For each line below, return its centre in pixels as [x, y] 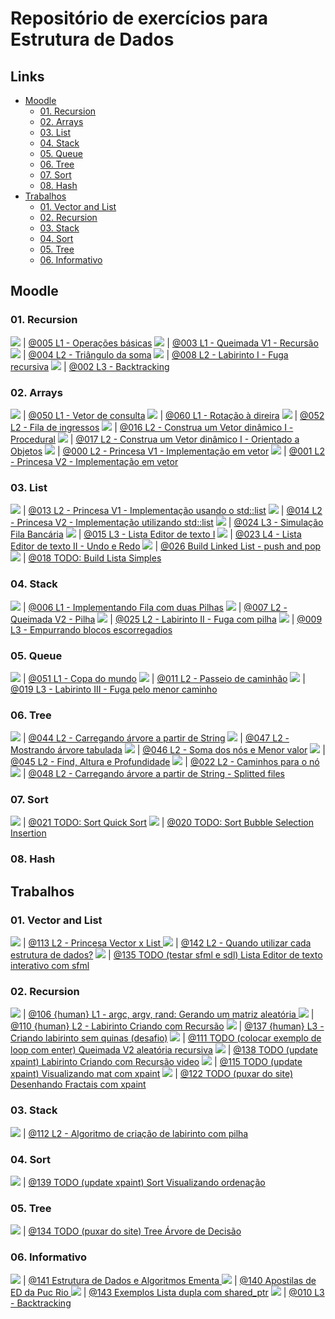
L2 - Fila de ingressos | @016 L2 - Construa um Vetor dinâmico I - [152, 427]
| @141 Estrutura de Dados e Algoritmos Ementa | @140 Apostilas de [169, 1280]
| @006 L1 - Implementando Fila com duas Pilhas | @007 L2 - [155, 607]
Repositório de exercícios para [139, 18]
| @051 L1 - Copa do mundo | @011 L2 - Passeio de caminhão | [164, 678]
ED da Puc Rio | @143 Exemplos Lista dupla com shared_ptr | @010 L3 [167, 1292]
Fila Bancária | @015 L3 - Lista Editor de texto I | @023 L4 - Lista [156, 534]
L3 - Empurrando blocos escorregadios [91, 629]
